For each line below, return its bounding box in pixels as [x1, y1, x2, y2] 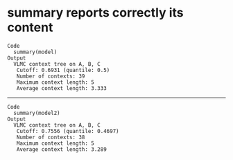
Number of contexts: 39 [16, 73, 85, 80]
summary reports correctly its [7, 5, 184, 21]
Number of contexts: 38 [16, 134, 85, 141]
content [7, 19, 53, 35]
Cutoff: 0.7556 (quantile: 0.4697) [16, 127, 119, 134]
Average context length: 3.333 [16, 85, 107, 91]
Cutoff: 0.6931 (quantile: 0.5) [16, 66, 110, 73]
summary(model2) [13, 109, 60, 116]
